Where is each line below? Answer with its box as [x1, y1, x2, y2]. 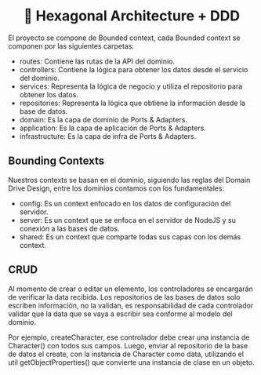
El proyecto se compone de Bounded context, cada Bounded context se [8, 33, 241, 42]
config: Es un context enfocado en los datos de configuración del [19, 198, 231, 208]
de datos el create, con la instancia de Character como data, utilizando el [8, 349, 245, 359]
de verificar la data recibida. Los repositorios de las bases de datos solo [8, 292, 241, 301]
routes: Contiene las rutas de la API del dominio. [19, 56, 175, 66]
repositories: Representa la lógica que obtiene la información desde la [19, 98, 245, 107]
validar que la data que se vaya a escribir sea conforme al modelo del [8, 309, 233, 319]
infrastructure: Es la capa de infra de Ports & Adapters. [19, 131, 197, 140]
